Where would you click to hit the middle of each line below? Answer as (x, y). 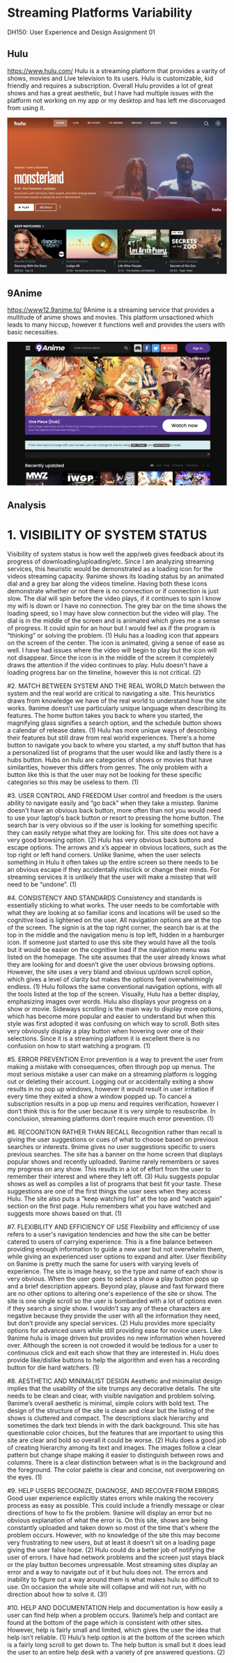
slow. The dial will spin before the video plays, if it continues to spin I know (114, 599)
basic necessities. (33, 332)
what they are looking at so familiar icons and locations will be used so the (114, 913)
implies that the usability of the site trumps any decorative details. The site (114, 1389)
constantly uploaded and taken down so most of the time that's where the (113, 1528)
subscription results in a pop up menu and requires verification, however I (113, 1104)
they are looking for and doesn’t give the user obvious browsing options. (111, 965)
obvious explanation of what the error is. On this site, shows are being (108, 1520)
